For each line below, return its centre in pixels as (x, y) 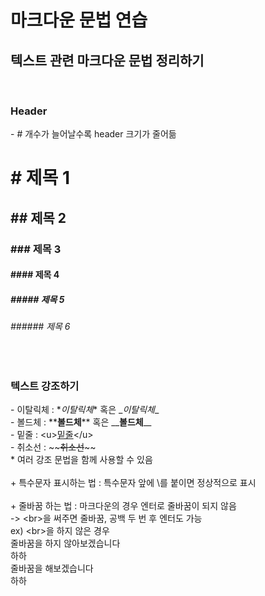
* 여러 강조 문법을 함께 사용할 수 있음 (81, 460)
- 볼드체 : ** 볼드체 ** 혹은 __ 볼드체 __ (81, 422)
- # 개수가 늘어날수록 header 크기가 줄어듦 (93, 134)
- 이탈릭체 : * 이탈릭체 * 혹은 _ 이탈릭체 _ (85, 410)
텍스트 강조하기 (45, 386)
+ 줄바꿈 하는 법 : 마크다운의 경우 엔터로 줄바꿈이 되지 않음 (123, 506)
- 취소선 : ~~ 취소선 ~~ (53, 447)
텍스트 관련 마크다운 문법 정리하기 (107, 60)
